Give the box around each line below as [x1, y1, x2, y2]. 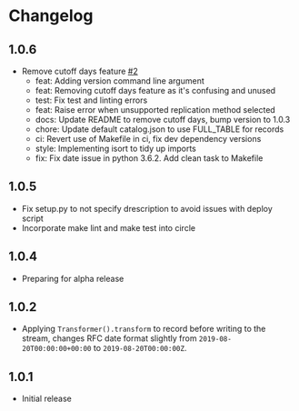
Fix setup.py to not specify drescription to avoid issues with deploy [21, 203, 274, 214]
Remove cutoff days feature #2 [21, 65, 138, 76]
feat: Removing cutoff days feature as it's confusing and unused [35, 85, 276, 95]
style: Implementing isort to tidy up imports [35, 143, 197, 154]
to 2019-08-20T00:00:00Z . [93, 343, 187, 354]
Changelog [8, 5, 94, 26]
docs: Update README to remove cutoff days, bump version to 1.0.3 [35, 115, 291, 125]
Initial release [21, 393, 72, 405]
